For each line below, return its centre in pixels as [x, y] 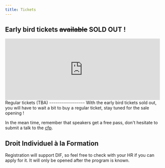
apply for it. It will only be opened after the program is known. [68, 161]
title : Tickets [21, 10]
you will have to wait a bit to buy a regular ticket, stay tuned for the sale [77, 108]
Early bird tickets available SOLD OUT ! [66, 30]
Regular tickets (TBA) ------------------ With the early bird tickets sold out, [81, 103]
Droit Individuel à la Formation [52, 143]
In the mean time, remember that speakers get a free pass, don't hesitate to [82, 123]
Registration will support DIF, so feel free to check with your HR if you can [80, 155]
